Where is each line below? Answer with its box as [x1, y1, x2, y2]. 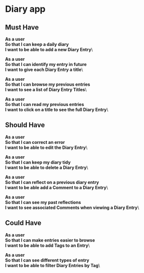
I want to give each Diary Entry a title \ [5, 67, 84, 72]
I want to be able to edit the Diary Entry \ [5, 144, 87, 150]
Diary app [5, 3, 46, 15]
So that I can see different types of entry [5, 257, 89, 263]
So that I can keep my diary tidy [5, 159, 71, 165]
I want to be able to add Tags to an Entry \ [5, 242, 90, 248]
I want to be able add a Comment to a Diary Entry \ [5, 184, 108, 190]
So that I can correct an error [5, 139, 65, 145]
